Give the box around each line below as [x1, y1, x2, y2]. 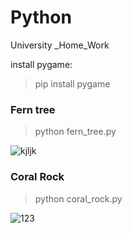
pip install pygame [34, 77, 111, 90]
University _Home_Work [10, 39, 110, 51]
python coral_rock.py [34, 192, 123, 205]
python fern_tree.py [34, 126, 117, 138]
